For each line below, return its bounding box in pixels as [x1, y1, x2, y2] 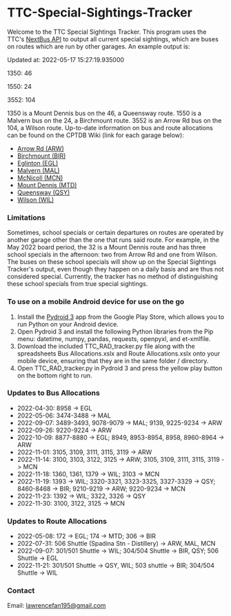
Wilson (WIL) [17, 195, 54, 204]
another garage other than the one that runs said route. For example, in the [7, 236, 219, 244]
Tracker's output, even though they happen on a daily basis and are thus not [7, 265, 224, 274]
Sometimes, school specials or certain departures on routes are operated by [7, 229, 224, 237]
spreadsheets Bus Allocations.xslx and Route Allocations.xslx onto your [17, 349, 221, 358]
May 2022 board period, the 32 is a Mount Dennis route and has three [7, 243, 206, 251]
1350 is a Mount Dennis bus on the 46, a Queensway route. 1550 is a [7, 109, 202, 117]
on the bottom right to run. [17, 371, 92, 380]
